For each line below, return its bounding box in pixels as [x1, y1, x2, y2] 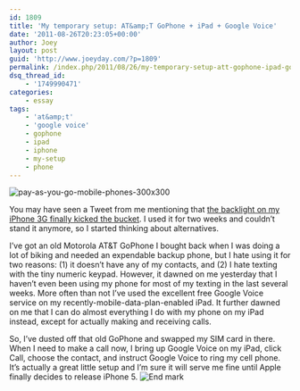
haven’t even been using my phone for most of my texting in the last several [9, 279, 288, 289]
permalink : [9, 63, 50, 72]
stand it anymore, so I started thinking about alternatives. [9, 223, 219, 234]
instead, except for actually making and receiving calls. [9, 316, 212, 327]
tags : [9, 104, 29, 113]
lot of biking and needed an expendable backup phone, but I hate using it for [9, 250, 291, 261]
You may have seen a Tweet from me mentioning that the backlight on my [9, 204, 280, 215]
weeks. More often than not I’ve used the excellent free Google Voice [9, 287, 264, 299]
